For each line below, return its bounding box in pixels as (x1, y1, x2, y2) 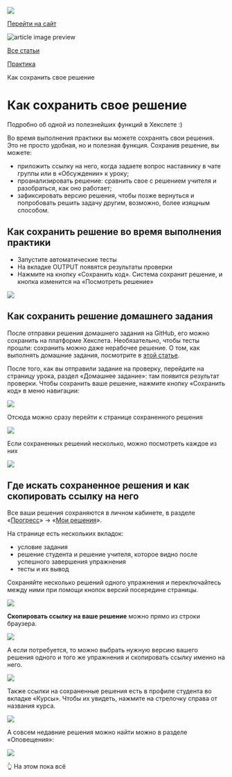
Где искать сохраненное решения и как (7, 479, 190, 491)
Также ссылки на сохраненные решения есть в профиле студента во (7, 687, 213, 695)
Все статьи (7, 46, 40, 55)
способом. (17, 206, 50, 214)
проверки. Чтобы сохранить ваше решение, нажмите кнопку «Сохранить (7, 379, 226, 387)
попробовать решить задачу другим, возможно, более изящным (17, 198, 210, 207)
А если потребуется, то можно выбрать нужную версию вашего (7, 646, 199, 654)
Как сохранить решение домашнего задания (7, 310, 213, 322)
